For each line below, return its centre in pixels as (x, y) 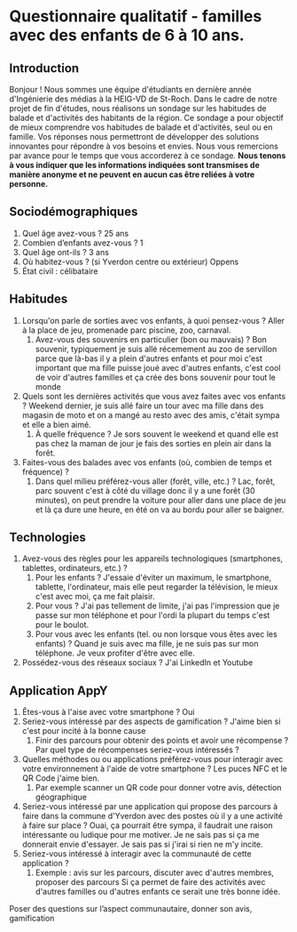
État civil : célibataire (60, 271)
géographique (61, 797)
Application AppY (59, 691)
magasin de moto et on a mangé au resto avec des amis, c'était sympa (151, 414)
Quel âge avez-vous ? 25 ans (75, 233)
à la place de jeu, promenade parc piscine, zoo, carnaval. (126, 330)
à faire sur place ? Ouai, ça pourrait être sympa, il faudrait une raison (147, 825)
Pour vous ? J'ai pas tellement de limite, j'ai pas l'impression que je (157, 606)
